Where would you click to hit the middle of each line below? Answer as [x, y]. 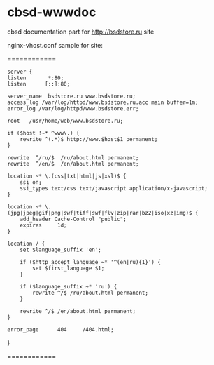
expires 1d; [44, 225]
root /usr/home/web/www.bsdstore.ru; [65, 121]
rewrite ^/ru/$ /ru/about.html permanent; [73, 158]
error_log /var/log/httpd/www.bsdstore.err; [73, 108]
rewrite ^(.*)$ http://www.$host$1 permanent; [89, 139]
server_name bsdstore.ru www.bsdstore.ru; [72, 96]
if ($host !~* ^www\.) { [43, 133]
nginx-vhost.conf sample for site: [55, 45]
